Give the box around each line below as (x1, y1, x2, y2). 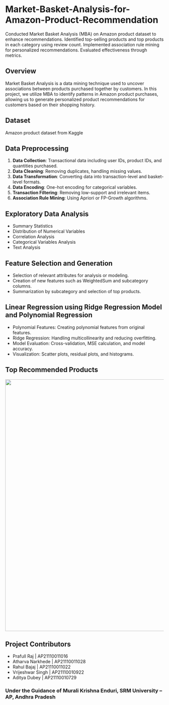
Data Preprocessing (5, 144, 69, 153)
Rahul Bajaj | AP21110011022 (12, 664, 71, 670)
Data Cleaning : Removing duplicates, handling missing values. (12, 168, 142, 174)
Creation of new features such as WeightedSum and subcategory (12, 278, 148, 284)
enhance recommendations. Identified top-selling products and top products (5, 36, 164, 42)
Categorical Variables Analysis (12, 239, 76, 245)
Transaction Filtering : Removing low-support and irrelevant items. (12, 190, 151, 196)
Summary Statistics (12, 223, 53, 229)
